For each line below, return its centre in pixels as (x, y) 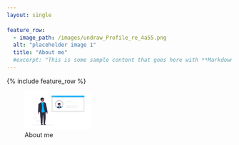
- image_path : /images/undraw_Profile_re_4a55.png (90, 38)
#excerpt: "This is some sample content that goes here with (106, 60)
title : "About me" (41, 53)
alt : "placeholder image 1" (55, 45)
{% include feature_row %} (46, 81)
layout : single (29, 15)
